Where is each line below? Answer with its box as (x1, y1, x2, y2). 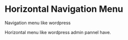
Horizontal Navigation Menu (4, 3, 124, 15)
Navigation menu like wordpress (4, 20, 71, 26)
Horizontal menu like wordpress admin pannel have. (4, 29, 112, 35)
